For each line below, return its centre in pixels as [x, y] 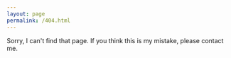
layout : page [26, 14]
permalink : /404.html [39, 21]
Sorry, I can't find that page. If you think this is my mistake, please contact [115, 40]
